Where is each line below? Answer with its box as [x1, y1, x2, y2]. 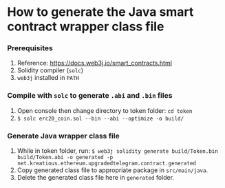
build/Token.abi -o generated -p [17, 154, 114, 161]
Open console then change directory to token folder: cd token [17, 106, 193, 114]
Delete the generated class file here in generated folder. [17, 174, 174, 182]
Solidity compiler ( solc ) [17, 66, 84, 74]
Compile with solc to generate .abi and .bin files [7, 91, 173, 101]
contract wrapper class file [7, 19, 164, 34]
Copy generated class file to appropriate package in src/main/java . [17, 166, 208, 174]
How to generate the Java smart [7, 4, 194, 20]
